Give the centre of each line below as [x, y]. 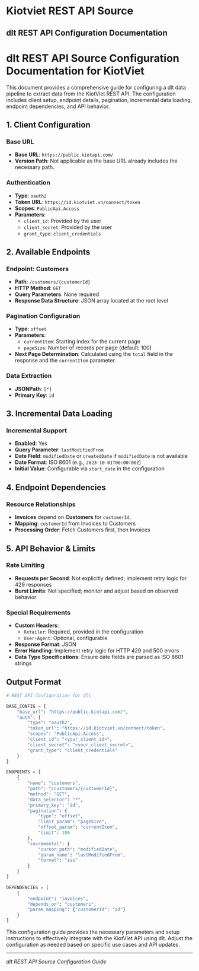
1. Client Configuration [48, 125]
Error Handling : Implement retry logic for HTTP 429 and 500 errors [97, 651]
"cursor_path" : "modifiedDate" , [78, 849]
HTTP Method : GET [38, 288]
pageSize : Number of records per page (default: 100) [88, 348]
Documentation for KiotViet [76, 71]
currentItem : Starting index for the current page [82, 342]
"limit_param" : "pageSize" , [73, 822]
